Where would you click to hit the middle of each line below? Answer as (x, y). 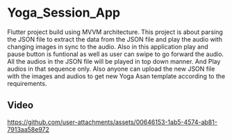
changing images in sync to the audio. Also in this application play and (108, 46)
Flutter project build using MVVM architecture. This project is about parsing (115, 32)
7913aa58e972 (28, 129)
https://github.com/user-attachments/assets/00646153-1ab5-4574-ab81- (112, 122)
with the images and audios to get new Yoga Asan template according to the (116, 76)
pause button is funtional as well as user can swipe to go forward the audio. (116, 54)
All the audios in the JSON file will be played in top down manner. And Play (114, 61)
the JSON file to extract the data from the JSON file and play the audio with (115, 39)
